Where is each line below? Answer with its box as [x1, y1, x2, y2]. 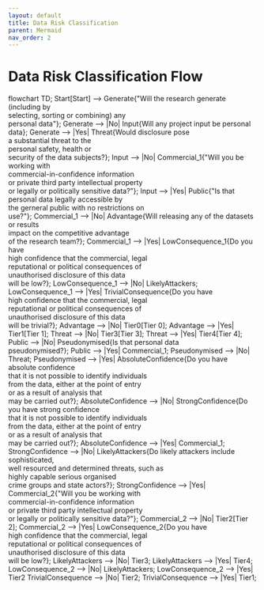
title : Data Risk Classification [8, 19, 119, 27]
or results [8, 220, 40, 229]
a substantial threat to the [8, 136, 92, 146]
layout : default [8, 11, 62, 20]
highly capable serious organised [8, 472, 117, 482]
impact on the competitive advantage [8, 229, 130, 238]
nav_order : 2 [8, 33, 51, 42]
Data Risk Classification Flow [8, 68, 203, 85]
